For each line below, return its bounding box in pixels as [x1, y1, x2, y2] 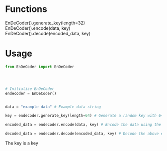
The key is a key [5, 140, 39, 146]
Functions [5, 3, 47, 15]
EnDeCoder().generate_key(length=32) [5, 20, 85, 26]
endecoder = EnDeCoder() [5, 91, 57, 96]
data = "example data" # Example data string [5, 104, 101, 109]
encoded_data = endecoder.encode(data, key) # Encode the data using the [5, 122, 162, 127]
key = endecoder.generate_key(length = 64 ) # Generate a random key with [5, 113, 157, 118]
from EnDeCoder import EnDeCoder [5, 64, 75, 69]
